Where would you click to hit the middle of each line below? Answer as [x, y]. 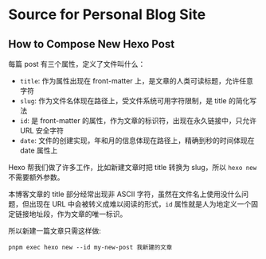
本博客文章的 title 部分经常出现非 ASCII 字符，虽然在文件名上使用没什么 [125, 194]
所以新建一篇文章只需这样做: [55, 231]
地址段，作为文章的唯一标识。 [78, 214]
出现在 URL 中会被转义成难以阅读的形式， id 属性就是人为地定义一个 [140, 204]
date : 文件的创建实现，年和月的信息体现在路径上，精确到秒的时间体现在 [137, 140]
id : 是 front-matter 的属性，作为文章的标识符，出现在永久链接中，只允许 [138, 120]
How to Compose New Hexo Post [92, 44]
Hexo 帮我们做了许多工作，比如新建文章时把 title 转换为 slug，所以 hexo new [133, 167]
